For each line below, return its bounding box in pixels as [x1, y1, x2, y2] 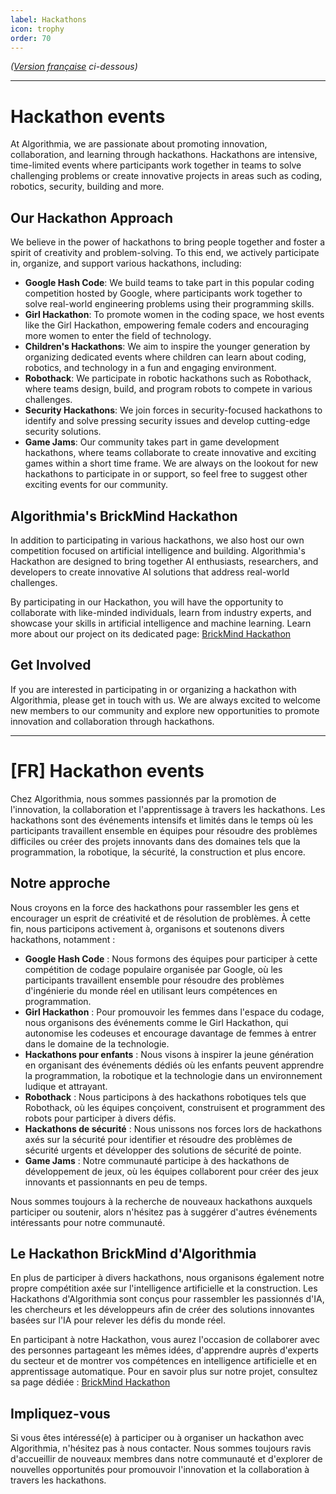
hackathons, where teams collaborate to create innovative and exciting [24, 447, 317, 459]
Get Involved [10, 657, 92, 674]
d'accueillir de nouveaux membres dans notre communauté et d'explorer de [10, 1453, 323, 1465]
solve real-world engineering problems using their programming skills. [24, 298, 315, 310]
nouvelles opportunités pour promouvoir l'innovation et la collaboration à [10, 1464, 310, 1476]
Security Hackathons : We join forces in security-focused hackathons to [24, 404, 323, 416]
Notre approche [10, 875, 111, 892]
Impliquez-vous [10, 1405, 111, 1422]
